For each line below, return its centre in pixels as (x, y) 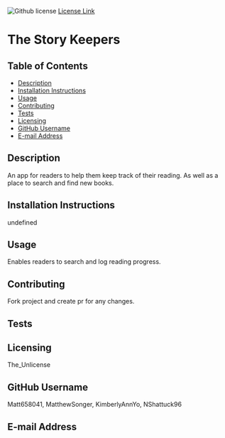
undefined (22, 222)
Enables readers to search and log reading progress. (84, 262)
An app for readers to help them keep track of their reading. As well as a (113, 175)
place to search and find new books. (61, 183)
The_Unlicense (29, 365)
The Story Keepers (64, 40)
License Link (76, 11)
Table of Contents (48, 66)
